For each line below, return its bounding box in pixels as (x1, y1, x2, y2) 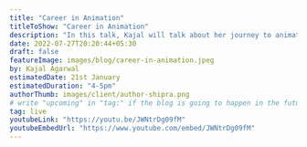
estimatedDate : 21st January (9, 73, 121, 82)
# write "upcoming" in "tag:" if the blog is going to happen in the (9, 98, 281, 108)
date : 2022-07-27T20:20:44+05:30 (9, 38, 137, 48)
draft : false (9, 47, 59, 57)
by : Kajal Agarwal (9, 65, 79, 74)
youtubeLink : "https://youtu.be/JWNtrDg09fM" (9, 115, 185, 124)
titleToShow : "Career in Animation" (9, 22, 149, 31)
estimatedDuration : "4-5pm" (9, 81, 117, 90)
